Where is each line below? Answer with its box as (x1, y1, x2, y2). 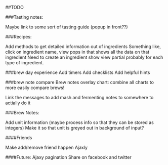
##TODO (5, 5, 24, 10)
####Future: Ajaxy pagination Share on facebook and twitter (5, 154, 132, 160)
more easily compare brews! (5, 85, 65, 91)
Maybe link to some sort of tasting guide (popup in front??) (5, 24, 128, 30)
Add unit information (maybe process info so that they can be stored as (5, 119, 154, 126)
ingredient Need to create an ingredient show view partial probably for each (5, 54, 163, 60)
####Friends (5, 135, 32, 141)
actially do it (5, 100, 31, 106)
